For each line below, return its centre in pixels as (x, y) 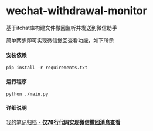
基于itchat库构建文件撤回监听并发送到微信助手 (62, 28)
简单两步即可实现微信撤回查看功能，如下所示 (60, 40)
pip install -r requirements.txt (47, 68)
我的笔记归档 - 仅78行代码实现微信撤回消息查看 (63, 122)
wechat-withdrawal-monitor (77, 11)
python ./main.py (27, 94)
